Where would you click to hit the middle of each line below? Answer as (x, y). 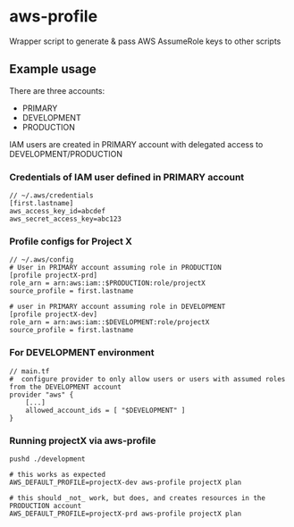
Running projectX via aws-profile (83, 440)
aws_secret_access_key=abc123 (66, 219)
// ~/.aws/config (42, 260)
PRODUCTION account (46, 506)
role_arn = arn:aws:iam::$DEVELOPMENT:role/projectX (109, 322)
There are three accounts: (57, 90)
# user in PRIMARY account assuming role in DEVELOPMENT (118, 307)
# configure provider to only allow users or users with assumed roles (147, 379)
